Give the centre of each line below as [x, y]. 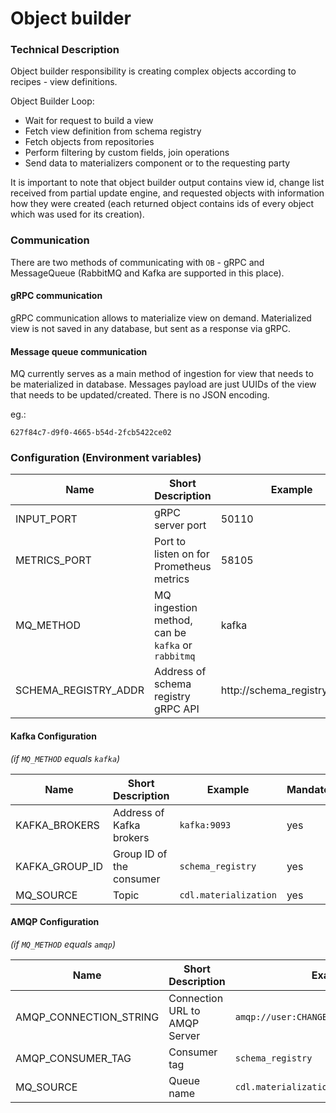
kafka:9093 [205, 825]
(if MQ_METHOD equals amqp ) [63, 944]
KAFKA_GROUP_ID [59, 866]
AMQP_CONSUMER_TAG [73, 1058]
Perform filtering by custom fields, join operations [127, 153]
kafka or [173, 645]
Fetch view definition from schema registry [113, 131]
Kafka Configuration [53, 736]
